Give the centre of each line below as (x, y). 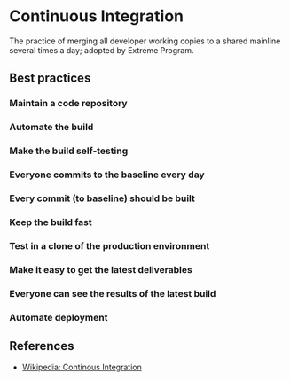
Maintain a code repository (68, 104)
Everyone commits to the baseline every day (107, 175)
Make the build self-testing (69, 151)
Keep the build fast (51, 222)
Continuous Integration (97, 16)
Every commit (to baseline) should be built (102, 198)
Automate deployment (59, 317)
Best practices (50, 78)
